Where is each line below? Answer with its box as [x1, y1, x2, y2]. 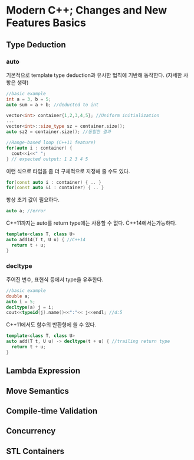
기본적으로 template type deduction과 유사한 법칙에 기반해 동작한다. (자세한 [6, 72, 182, 79]
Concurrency [6, 426, 56, 436]
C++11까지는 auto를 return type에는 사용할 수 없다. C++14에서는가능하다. [6, 219, 177, 226]
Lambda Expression [6, 366, 81, 376]
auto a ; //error [6, 208, 46, 214]
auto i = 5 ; [6, 299, 35, 304]
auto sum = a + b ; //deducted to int [6, 102, 99, 108]
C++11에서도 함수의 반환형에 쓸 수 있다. [6, 321, 97, 328]
